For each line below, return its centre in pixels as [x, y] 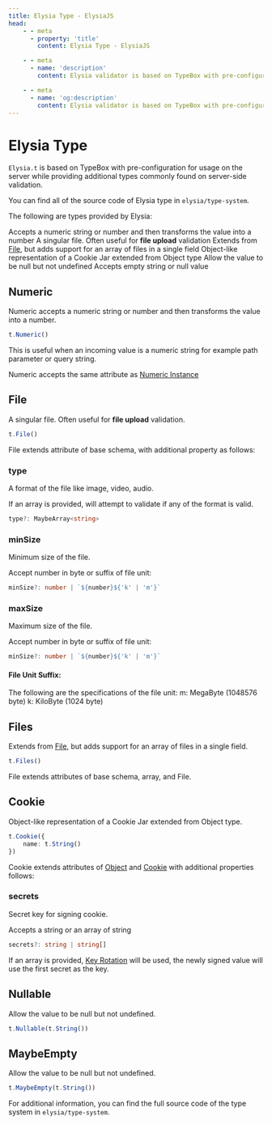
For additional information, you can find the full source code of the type [127, 1104]
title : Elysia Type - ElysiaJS [61, 16]
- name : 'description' [68, 68]
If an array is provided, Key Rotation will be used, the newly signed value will [136, 960]
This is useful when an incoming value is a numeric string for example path [133, 350]
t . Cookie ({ [27, 836]
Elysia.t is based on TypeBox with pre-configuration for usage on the [125, 168]
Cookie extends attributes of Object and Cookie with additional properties [131, 867]
